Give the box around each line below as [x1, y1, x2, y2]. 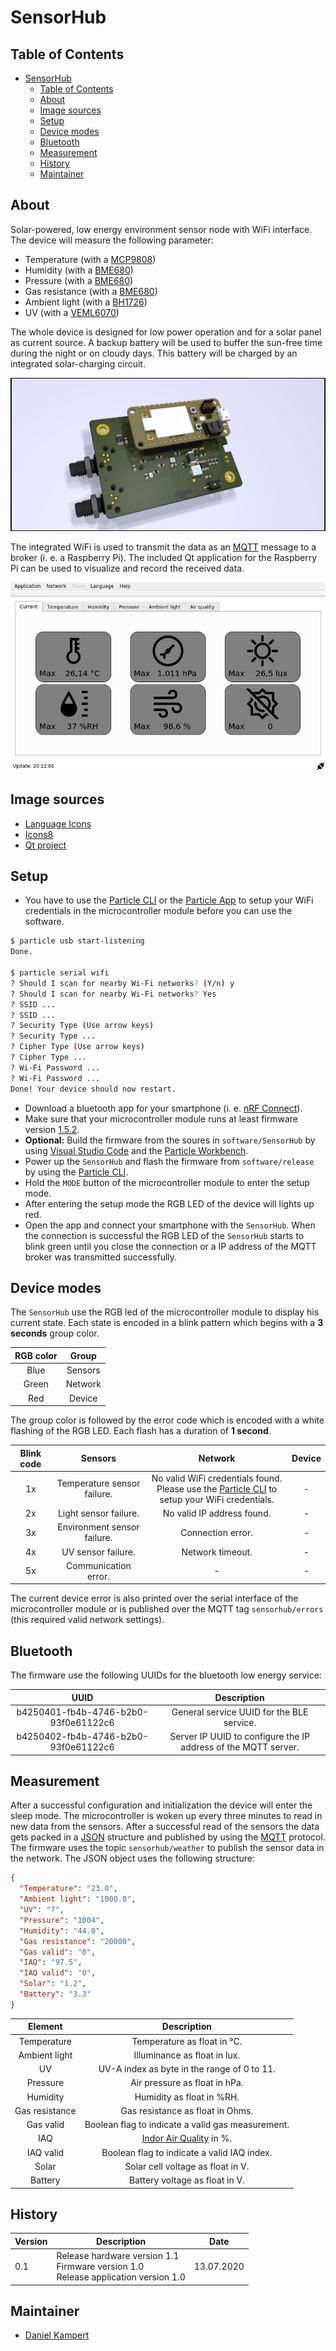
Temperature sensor [56, 1477, 141, 1490]
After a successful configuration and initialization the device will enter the [10, 1799, 313, 1811]
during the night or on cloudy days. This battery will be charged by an [10, 347, 298, 359]
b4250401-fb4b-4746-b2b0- [16, 1706, 149, 1718]
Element [28, 2021, 63, 2033]
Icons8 [24, 828, 54, 840]
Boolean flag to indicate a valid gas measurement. [84, 2119, 290, 2131]
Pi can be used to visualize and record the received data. [10, 562, 245, 575]
